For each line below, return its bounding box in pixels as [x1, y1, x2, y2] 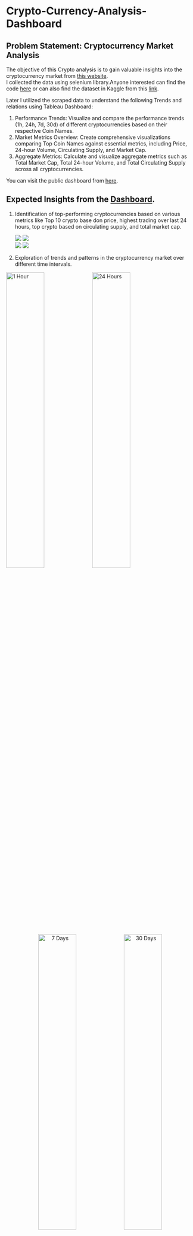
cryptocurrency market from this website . [6, 72, 108, 79]
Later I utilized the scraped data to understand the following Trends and [6, 97, 182, 104]
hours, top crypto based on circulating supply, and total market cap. [14, 223, 182, 230]
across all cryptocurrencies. [14, 166, 84, 172]
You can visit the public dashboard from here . [6, 177, 119, 184]
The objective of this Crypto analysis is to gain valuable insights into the [6, 66, 183, 73]
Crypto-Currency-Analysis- [6, 4, 147, 18]
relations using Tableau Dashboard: [6, 103, 94, 110]
